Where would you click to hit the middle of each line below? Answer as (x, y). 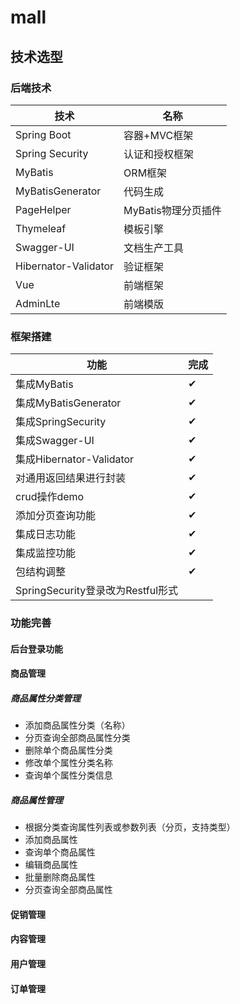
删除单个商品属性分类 (68, 750)
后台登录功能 (36, 648)
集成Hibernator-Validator (75, 459)
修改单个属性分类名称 (68, 763)
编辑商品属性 (51, 865)
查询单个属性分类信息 (68, 775)
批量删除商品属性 (60, 877)
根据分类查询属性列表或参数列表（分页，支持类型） (130, 827)
